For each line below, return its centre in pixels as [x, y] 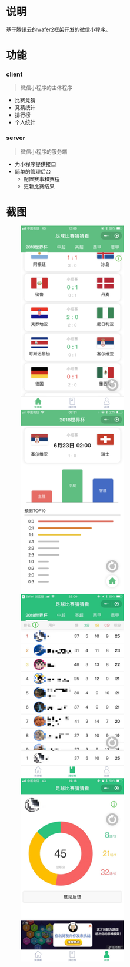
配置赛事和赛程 [41, 179]
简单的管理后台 [33, 171]
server [16, 138]
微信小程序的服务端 [44, 151]
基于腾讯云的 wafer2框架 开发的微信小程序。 [59, 29]
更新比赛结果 [39, 186]
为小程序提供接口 [35, 164]
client [14, 74]
